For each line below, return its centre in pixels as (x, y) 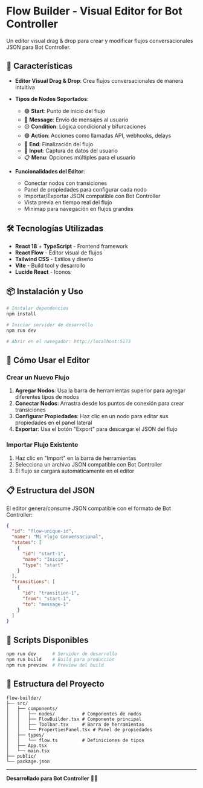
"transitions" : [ (34, 582)
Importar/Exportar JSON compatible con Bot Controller (92, 196)
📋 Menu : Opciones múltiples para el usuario (80, 157)
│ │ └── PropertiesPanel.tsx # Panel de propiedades (79, 729)
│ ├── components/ (32, 708)
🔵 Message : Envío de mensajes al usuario (76, 120)
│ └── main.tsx (28, 751)
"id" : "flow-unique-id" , (43, 531)
